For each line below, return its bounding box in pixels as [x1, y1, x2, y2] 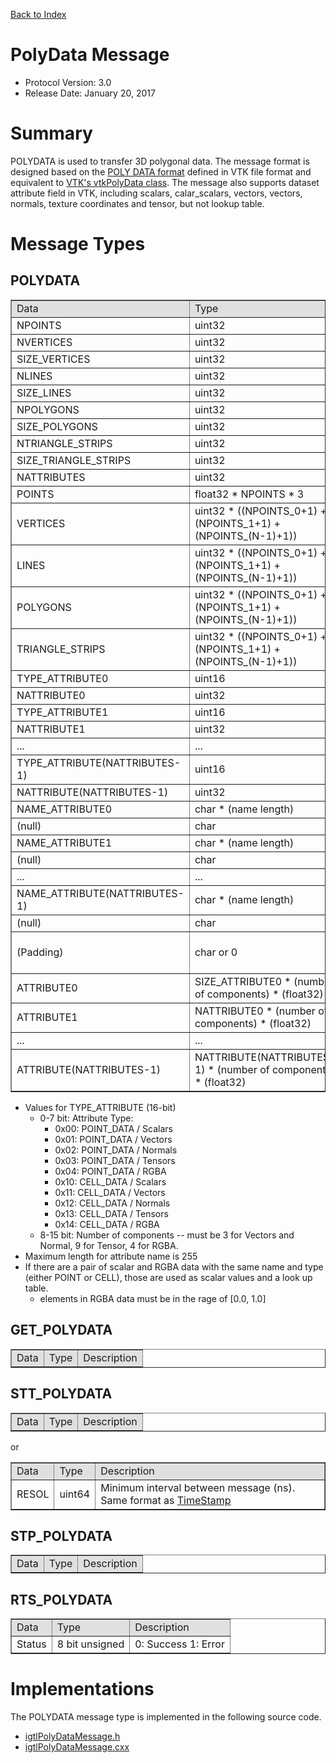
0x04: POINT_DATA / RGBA [54, 1165, 167, 1177]
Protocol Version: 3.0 [24, 76, 112, 88]
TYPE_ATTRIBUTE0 [16, 671, 109, 685]
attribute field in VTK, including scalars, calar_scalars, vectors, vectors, [10, 187, 303, 199]
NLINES [16, 369, 53, 383]
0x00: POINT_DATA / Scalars [54, 1122, 173, 1134]
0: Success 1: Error [134, 1637, 225, 1651]
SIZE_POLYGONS [16, 419, 98, 433]
